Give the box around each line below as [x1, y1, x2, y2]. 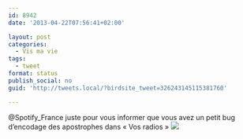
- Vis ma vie [15, 48, 58, 56]
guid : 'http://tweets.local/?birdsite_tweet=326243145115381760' [8, 84, 227, 92]
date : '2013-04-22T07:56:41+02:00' [8, 19, 125, 27]
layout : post [8, 33, 51, 41]
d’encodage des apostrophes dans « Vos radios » [8, 122, 170, 131]
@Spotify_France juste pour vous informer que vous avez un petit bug [8, 112, 235, 122]
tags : [8, 55, 26, 63]
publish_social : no [8, 76, 73, 85]
